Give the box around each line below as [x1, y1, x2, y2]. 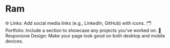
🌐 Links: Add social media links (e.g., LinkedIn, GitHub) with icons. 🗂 [5, 20, 152, 26]
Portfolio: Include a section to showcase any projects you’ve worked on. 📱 [5, 27, 161, 33]
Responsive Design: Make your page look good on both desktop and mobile [5, 32, 165, 38]
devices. [5, 38, 24, 44]
